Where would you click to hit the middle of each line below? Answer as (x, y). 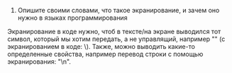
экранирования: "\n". (39, 62)
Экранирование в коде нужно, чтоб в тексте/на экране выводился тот (114, 32)
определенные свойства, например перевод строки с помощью (105, 54)
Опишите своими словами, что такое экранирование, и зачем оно (118, 10)
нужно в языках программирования (72, 18)
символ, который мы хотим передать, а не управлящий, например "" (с (116, 39)
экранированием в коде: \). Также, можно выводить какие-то (101, 46)
